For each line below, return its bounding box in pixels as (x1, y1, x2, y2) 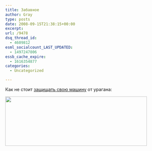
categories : (5, 63, 30, 68)
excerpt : (5, 26, 24, 31)
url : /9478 (5, 31, 28, 36)
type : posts (5, 17, 30, 22)
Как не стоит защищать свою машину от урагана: (5, 87, 112, 92)
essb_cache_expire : (5, 54, 46, 59)
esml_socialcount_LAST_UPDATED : (5, 45, 73, 50)
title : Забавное (5, 7, 39, 13)
